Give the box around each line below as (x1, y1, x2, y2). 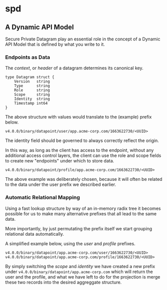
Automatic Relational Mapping (5, 194, 80, 201)
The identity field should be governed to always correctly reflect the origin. (5, 138, 160, 144)
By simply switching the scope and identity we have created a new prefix (5, 263, 156, 269)
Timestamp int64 (14, 101, 48, 106)
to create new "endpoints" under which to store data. (5, 158, 115, 164)
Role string (14, 88, 50, 93)
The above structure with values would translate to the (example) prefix (5, 114, 152, 120)
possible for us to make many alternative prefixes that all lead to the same (5, 210, 157, 217)
